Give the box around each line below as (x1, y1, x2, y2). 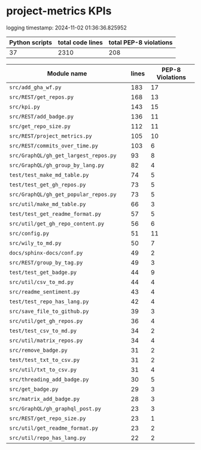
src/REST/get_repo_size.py (9, 415, 86, 422)
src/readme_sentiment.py (9, 288, 80, 295)
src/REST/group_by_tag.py (9, 259, 83, 266)
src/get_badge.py (9, 385, 59, 392)
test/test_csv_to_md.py (9, 327, 77, 334)
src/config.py (9, 229, 50, 237)
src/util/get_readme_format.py (9, 424, 99, 431)
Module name (47, 69, 87, 77)
